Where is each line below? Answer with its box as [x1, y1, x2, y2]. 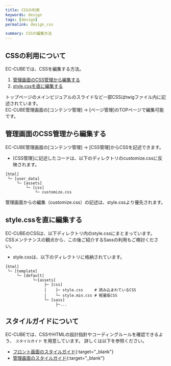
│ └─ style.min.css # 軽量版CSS [44, 293, 117, 298]
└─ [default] [16, 273, 44, 278]
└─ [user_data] [7, 176, 40, 181]
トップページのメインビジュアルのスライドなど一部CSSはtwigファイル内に [5, 94, 162, 100]
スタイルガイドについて [5, 317, 79, 326]
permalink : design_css [5, 21, 54, 27]
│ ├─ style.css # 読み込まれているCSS [44, 287, 136, 292]
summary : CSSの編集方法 [5, 31, 52, 36]
